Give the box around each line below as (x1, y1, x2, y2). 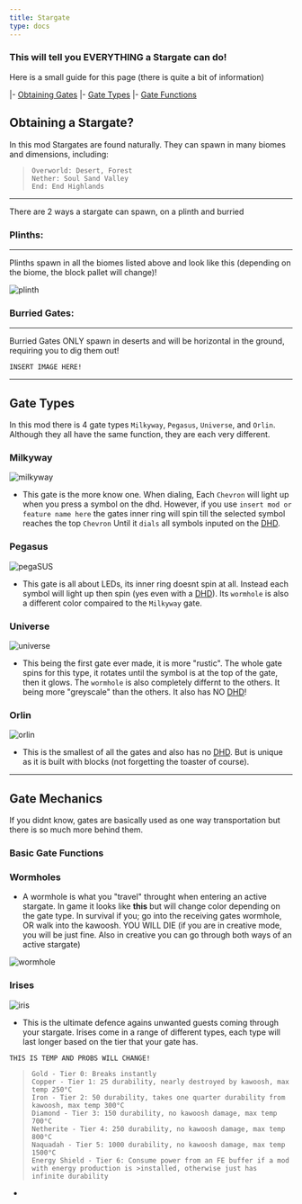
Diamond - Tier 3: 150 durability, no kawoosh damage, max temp (31, 1109, 278, 1118)
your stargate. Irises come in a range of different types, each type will (22, 1027, 281, 1038)
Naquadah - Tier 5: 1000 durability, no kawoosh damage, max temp (31, 1140, 286, 1149)
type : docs (9, 22, 50, 31)
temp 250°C (31, 1085, 73, 1094)
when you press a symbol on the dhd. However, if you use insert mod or (22, 499, 292, 509)
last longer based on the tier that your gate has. (22, 1036, 199, 1047)
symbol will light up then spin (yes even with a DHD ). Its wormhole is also (22, 588, 289, 598)
